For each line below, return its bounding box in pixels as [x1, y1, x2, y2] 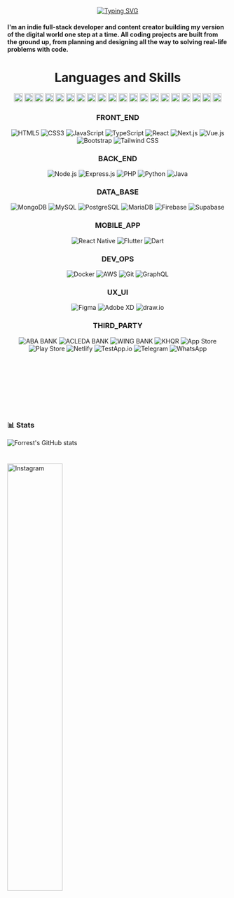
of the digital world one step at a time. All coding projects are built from [7, 30, 219, 39]
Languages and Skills [54, 69, 181, 86]
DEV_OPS [101, 254, 135, 264]
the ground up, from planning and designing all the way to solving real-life [7, 37, 228, 46]
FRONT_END [96, 113, 139, 123]
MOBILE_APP [95, 221, 141, 231]
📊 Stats [7, 420, 35, 430]
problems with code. [7, 45, 69, 53]
